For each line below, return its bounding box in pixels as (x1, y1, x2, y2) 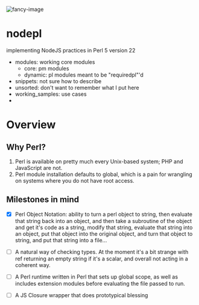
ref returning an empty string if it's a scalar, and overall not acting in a (14, 255, 188, 262)
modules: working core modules (14, 58, 95, 66)
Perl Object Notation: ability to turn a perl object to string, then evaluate (14, 210, 193, 218)
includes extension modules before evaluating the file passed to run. (14, 280, 186, 287)
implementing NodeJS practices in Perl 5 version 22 (6, 46, 136, 54)
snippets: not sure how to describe (14, 77, 102, 84)
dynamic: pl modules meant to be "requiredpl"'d (24, 71, 144, 78)
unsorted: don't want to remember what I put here (14, 84, 140, 91)
